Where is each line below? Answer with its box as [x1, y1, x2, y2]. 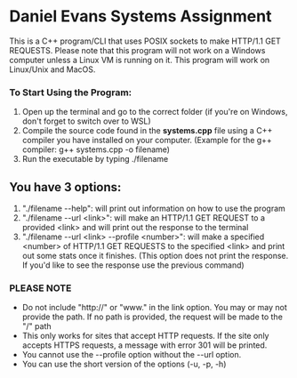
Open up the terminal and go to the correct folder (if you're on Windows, [21, 107, 288, 117]
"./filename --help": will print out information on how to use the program [21, 203, 286, 214]
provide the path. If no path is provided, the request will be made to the [21, 311, 283, 322]
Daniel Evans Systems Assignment [9, 6, 272, 27]
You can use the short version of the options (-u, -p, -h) [21, 358, 227, 370]
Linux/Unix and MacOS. [9, 64, 96, 75]
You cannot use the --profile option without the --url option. [21, 350, 242, 360]
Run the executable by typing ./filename [21, 154, 169, 165]
